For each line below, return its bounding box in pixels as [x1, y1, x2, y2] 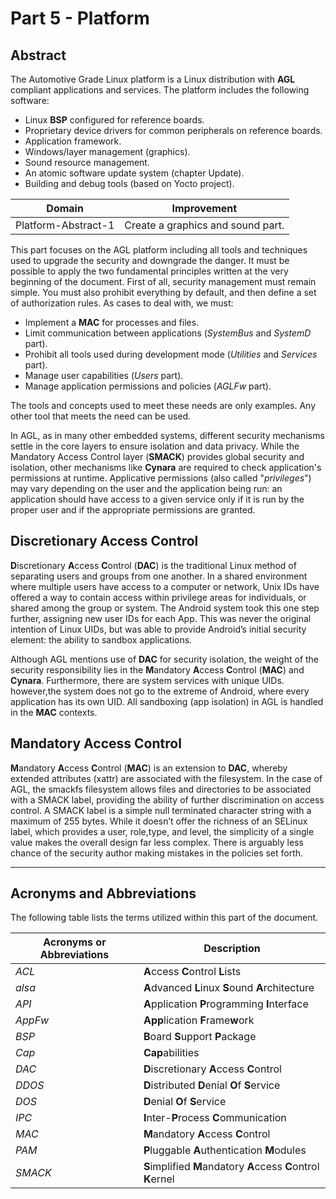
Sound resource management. [24, 157, 150, 168]
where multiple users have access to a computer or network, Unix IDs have [10, 580, 320, 592]
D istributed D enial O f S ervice [143, 1078, 281, 1092]
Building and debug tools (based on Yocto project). [24, 178, 235, 189]
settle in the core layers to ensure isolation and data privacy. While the [10, 440, 300, 452]
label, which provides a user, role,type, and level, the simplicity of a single [10, 825, 315, 837]
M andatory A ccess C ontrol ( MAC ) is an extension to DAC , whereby [10, 762, 288, 774]
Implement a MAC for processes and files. [24, 317, 200, 328]
